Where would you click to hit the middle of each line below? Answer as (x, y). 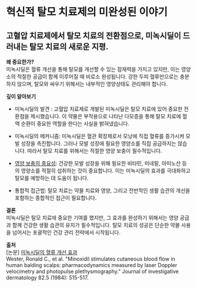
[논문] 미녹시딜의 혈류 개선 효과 (42, 252)
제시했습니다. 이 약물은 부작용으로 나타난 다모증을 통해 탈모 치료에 (106, 116)
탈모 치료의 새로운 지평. (69, 47)
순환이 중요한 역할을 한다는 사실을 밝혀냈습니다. (75, 124)
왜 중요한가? (20, 62)
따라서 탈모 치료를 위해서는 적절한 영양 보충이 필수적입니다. (95, 151)
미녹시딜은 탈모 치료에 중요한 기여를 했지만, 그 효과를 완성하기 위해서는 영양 (92, 218)
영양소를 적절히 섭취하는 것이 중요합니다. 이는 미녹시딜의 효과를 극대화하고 (106, 171)
